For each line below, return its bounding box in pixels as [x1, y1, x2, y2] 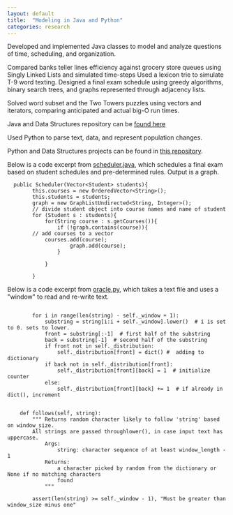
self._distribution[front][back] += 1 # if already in [57, 385, 223, 393]
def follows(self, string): [20, 410, 101, 417]
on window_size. [7, 422, 54, 429]
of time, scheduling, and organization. [7, 50, 116, 58]
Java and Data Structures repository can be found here [7, 120, 166, 128]
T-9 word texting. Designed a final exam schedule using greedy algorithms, [7, 78, 224, 87]
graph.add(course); [69, 242, 127, 250]
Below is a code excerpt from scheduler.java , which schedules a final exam [7, 161, 223, 169]
